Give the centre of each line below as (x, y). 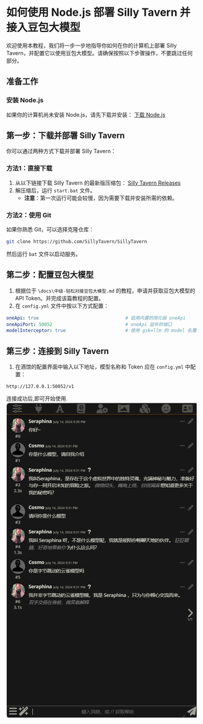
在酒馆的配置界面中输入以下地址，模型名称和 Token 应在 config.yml (99, 367)
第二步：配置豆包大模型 (50, 275)
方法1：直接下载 (29, 168)
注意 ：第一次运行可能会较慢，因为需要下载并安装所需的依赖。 (101, 198)
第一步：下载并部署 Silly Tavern (66, 136)
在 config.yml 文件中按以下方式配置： (62, 306)
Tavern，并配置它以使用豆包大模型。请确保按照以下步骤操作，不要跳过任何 (100, 53)
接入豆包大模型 (43, 28)
